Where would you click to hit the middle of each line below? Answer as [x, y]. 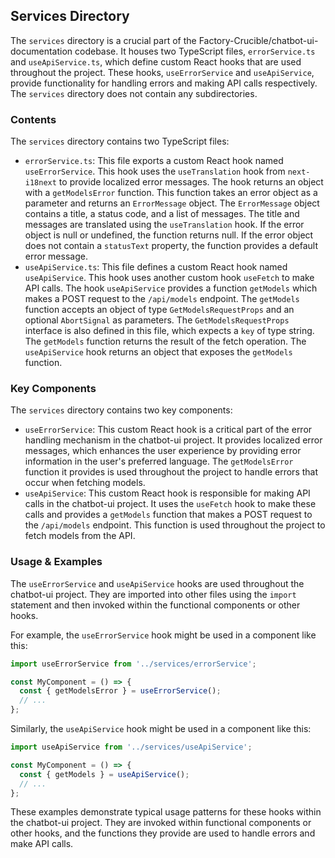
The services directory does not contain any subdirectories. [134, 93]
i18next [40, 183]
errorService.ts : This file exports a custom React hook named [154, 161]
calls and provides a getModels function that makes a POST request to [168, 515]
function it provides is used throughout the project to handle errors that [171, 472]
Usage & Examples [56, 562]
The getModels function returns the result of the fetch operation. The [165, 341]
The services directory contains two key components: [121, 410]
